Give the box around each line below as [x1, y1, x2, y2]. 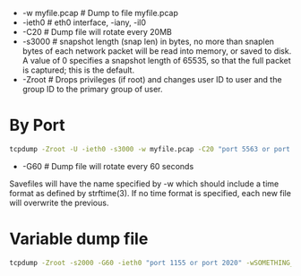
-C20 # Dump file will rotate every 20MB [21, 27, 172, 37]
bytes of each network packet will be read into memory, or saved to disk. [21, 46, 292, 56]
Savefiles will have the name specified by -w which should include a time [9, 178, 279, 189]
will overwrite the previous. [9, 197, 109, 208]
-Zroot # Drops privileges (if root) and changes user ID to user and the [21, 74, 282, 84]
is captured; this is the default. [21, 65, 135, 75]
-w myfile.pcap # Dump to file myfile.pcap [21, 8, 179, 18]
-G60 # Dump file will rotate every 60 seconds [21, 160, 194, 171]
